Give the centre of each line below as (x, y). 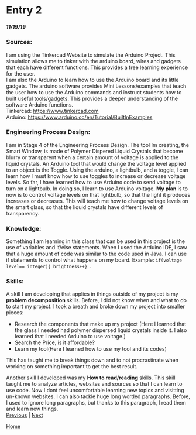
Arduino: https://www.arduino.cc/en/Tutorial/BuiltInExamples (79, 117)
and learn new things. (32, 409)
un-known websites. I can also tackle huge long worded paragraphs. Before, (98, 396)
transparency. (23, 213)
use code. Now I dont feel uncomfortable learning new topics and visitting (95, 391)
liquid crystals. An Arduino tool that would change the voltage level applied (96, 163)
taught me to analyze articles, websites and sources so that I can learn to (94, 384)
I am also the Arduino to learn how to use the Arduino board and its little (92, 80)
